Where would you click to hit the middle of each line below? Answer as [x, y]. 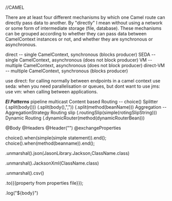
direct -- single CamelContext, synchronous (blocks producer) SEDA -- [80, 54]
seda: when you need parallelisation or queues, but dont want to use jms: [83, 86]
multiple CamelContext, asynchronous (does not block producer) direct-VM [85, 65]
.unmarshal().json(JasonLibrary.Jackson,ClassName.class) [68, 153]
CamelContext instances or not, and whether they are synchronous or [79, 39]
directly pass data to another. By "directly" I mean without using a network [84, 23]
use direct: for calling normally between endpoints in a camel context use [83, 81]
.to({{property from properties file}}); [44, 183]
